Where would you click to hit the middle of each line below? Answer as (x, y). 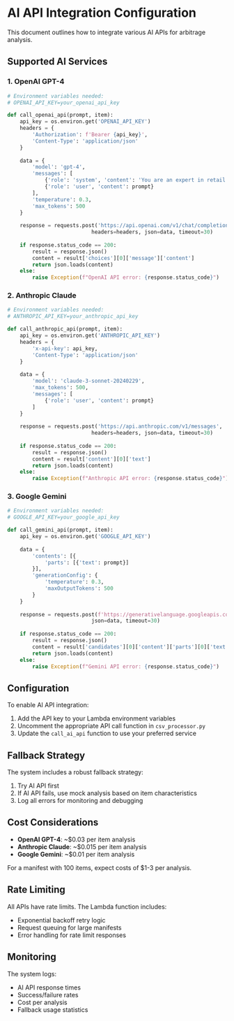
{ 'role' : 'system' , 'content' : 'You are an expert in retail (135, 180)
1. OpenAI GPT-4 (36, 82)
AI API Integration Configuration (102, 13)
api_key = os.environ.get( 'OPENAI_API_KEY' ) (85, 122)
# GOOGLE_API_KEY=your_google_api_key (63, 517)
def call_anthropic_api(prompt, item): (65, 329)
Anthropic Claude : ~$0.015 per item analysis (82, 846)
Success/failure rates (48, 994)
